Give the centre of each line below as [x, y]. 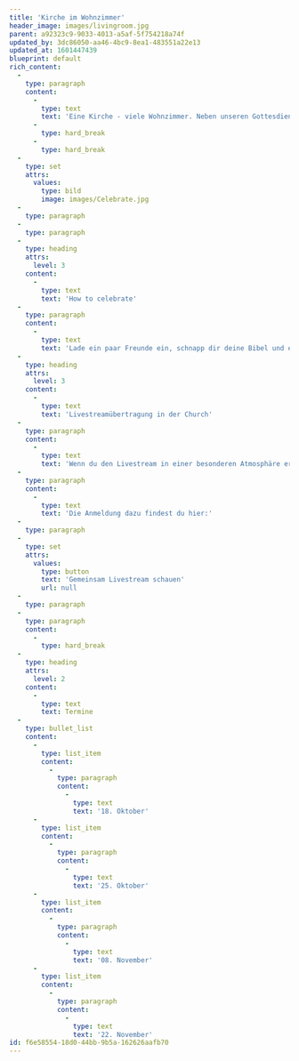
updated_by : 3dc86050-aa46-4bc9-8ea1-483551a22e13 [105, 42]
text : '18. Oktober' [111, 811]
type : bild [61, 191]
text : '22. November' [113, 1034]
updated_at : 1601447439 [53, 51]
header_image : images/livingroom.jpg [79, 26]
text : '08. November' [113, 960]
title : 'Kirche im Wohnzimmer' [67, 17]
